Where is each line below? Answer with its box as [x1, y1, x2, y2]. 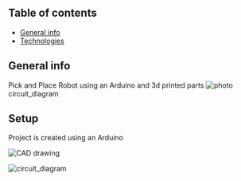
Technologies [19, 36, 65, 45]
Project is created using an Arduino [8, 133, 123, 143]
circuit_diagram [8, 89, 59, 98]
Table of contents [8, 6, 97, 20]
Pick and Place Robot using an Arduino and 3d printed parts [8, 80, 204, 90]
